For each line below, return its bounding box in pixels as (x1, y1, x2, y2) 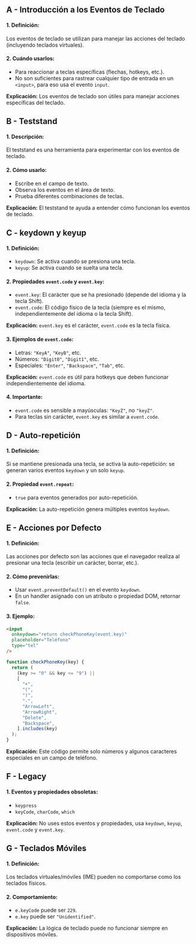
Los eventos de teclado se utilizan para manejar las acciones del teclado (6, 35, 185, 42)
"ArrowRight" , (22, 709, 58, 715)
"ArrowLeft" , (22, 703, 55, 709)
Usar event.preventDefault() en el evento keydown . (14, 586, 141, 594)
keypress (14, 803, 37, 809)
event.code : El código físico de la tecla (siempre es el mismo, (14, 304, 166, 311)
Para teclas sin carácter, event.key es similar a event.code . (14, 413, 160, 420)
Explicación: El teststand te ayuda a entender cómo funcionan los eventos (6, 204, 191, 211)
